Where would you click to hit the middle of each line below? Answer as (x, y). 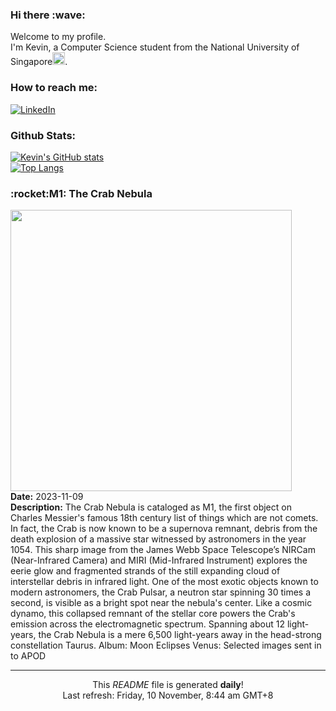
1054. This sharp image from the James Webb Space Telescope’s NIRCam (163, 550)
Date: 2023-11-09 (47, 497)
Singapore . (39, 62)
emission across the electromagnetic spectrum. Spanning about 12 (147, 624)
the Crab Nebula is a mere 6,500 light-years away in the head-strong (180, 635)
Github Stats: (43, 135)
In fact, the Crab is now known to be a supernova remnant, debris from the (164, 529)
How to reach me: (54, 88)
